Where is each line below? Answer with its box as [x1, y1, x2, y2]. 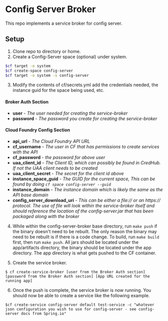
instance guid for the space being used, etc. [12, 87, 104, 93]
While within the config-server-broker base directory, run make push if [12, 223, 157, 229]
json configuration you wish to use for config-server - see [5, 306, 137, 311]
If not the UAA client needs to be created [12, 165, 98, 171]
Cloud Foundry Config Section [5, 127, 71, 133]
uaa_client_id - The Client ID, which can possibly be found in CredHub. [12, 159, 161, 166]
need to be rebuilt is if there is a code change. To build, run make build [12, 234, 159, 240]
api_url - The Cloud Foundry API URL [12, 138, 90, 144]
